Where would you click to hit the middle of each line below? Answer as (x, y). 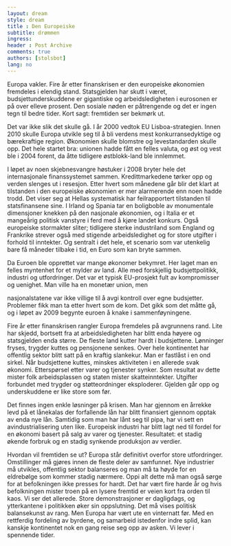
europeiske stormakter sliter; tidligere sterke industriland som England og (111, 227)
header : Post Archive (40, 45)
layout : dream (27, 13)
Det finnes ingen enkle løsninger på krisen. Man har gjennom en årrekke (109, 405)
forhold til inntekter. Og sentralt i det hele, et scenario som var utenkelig (109, 242)
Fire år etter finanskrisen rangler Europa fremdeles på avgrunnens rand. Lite (115, 326)
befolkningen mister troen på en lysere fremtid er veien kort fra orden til (109, 491)
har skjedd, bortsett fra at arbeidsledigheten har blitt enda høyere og (104, 333)
